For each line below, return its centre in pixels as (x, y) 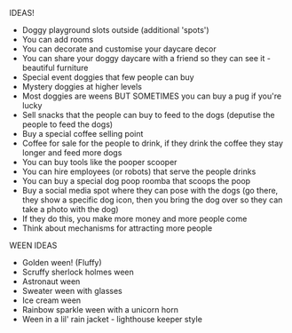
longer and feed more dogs (72, 153)
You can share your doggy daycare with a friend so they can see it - (146, 58)
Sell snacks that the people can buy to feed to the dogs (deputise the (148, 115)
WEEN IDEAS (33, 245)
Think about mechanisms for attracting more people (117, 228)
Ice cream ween (51, 300)
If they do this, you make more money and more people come (134, 218)
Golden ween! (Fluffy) (62, 262)
